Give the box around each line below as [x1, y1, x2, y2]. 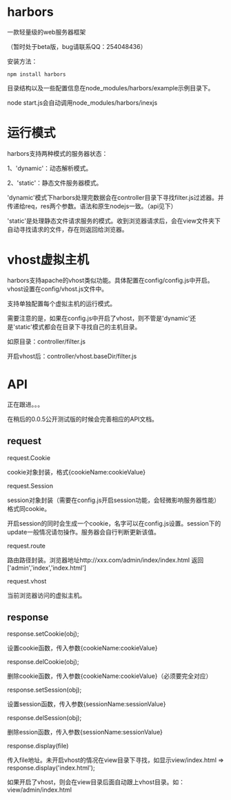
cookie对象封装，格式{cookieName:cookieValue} [7, 468, 146, 476]
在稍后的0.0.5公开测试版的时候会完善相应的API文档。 [7, 414, 159, 423]
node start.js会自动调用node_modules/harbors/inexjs [7, 98, 158, 107]
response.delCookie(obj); [7, 658, 79, 666]
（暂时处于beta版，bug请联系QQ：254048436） [7, 42, 147, 50]
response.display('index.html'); [7, 763, 95, 772]
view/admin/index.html [7, 786, 72, 794]
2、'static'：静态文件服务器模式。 [7, 179, 103, 187]
